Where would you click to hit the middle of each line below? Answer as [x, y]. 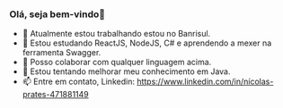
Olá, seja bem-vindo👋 [57, 14]
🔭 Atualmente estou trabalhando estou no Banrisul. [116, 34]
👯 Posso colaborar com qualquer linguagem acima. [117, 62]
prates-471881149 [56, 95]
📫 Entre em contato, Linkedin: [78, 82]
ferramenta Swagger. [62, 53]
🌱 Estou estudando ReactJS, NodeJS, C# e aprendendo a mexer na [147, 43]
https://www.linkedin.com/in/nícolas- [205, 82]
